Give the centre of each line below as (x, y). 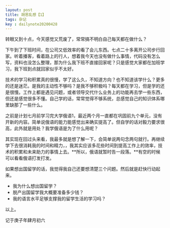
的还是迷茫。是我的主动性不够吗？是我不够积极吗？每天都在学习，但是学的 (83, 86)
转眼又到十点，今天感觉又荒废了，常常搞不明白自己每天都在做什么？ (76, 39)
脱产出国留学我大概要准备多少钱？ (48, 193)
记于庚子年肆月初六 (25, 220)
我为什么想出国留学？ (35, 186)
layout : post (19, 10)
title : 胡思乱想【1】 (26, 15)
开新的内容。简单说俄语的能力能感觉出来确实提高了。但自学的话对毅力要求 (83, 122)
